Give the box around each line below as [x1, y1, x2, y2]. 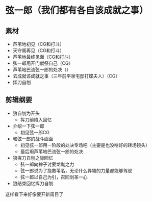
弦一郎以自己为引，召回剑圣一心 [20, 174, 88, 180]
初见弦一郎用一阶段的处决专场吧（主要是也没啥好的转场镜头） [20, 142, 150, 148]
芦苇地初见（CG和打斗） [12, 41, 65, 47]
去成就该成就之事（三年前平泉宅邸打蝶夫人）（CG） [12, 73, 120, 79]
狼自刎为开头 [12, 110, 40, 116]
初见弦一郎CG [20, 129, 50, 135]
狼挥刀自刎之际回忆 [12, 155, 54, 161]
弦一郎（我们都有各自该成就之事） [5, 5, 149, 16]
